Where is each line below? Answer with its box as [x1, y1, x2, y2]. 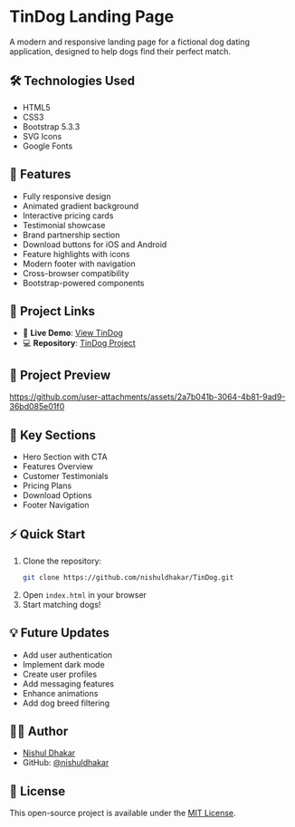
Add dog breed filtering [22, 697, 110, 708]
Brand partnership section [22, 229, 120, 240]
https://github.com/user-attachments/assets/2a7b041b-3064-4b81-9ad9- [9, 391, 286, 402]
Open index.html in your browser [22, 589, 147, 600]
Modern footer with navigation [22, 258, 136, 269]
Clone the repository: [22, 555, 102, 566]
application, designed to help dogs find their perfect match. [9, 45, 231, 56]
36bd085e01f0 [9, 401, 65, 412]
